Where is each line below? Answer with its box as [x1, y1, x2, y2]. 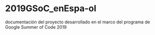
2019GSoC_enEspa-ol [5, 3, 97, 14]
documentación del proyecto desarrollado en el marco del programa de [5, 19, 151, 25]
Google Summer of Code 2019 [5, 24, 67, 30]
